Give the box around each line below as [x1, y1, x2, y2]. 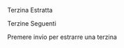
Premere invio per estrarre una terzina [7, 33, 118, 41]
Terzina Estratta [7, 6, 53, 14]
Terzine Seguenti [7, 19, 57, 27]
